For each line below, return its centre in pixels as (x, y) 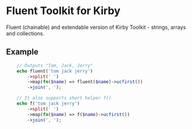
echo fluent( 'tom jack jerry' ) (55, 71)
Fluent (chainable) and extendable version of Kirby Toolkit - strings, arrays (96, 27)
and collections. (26, 33)
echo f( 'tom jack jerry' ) (48, 104)
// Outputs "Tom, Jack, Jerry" (55, 65)
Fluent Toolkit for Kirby (63, 11)
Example (22, 52)
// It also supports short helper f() (64, 98)
